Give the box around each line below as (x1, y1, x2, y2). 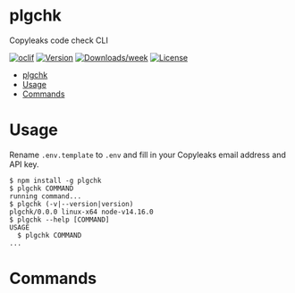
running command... (9, 191, 82, 201)
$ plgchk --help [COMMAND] (9, 215, 110, 224)
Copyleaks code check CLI (9, 35, 109, 46)
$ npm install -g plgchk (9, 176, 102, 185)
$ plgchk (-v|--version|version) (9, 199, 134, 208)
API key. (9, 158, 39, 170)
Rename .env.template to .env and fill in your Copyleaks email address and (9, 149, 286, 160)
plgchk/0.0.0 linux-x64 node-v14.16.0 (9, 207, 154, 216)
